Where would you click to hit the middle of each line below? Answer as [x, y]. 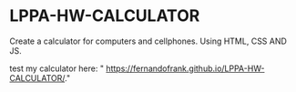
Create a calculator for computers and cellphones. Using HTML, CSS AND [148, 41]
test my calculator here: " [57, 68]
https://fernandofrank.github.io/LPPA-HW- [185, 68]
